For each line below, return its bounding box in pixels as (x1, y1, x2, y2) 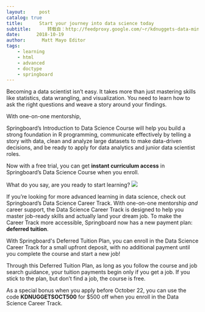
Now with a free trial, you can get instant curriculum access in (6, 162, 165, 169)
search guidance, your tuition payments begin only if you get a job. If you (6, 269, 190, 276)
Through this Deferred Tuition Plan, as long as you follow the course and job (6, 262, 198, 269)
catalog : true (6, 15, 43, 21)
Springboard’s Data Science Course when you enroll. (6, 169, 139, 176)
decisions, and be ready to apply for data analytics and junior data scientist (6, 144, 195, 151)
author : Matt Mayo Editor (6, 37, 86, 43)
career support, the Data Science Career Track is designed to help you (6, 206, 184, 213)
